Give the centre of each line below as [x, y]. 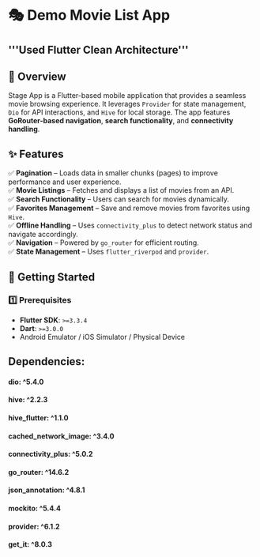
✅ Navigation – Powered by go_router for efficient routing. [104, 243]
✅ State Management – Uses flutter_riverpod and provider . [109, 252]
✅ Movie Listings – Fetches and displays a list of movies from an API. [121, 190]
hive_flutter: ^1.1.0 [38, 418]
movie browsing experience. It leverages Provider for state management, [127, 104]
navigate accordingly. [43, 235]
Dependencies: [47, 361]
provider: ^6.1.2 [34, 526]
